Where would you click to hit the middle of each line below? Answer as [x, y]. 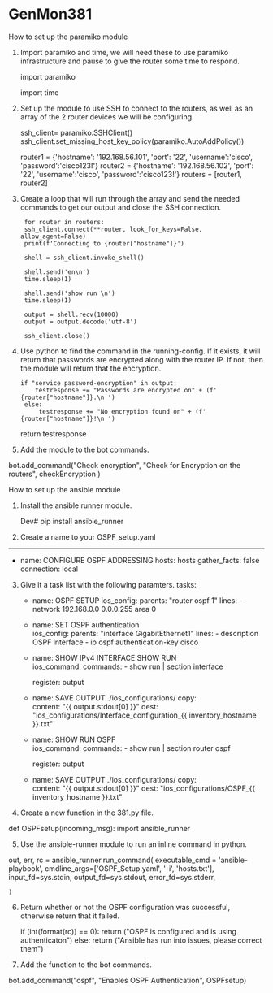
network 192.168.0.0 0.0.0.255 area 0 [94, 609]
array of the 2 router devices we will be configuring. [107, 117]
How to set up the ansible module [65, 489]
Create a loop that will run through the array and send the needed [130, 198]
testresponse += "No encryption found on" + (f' [122, 411]
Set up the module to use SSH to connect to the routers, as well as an [136, 108]
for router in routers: [64, 222]
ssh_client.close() [57, 336]
